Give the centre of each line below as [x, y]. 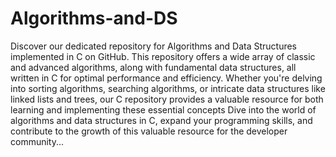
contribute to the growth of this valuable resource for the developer [149, 131]
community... [37, 141]
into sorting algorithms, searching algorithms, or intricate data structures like [168, 88]
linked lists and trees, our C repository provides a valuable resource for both [167, 99]
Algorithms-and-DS [94, 18]
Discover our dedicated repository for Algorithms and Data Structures [154, 46]
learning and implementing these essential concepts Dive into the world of [163, 109]
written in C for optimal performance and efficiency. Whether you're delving [166, 78]
